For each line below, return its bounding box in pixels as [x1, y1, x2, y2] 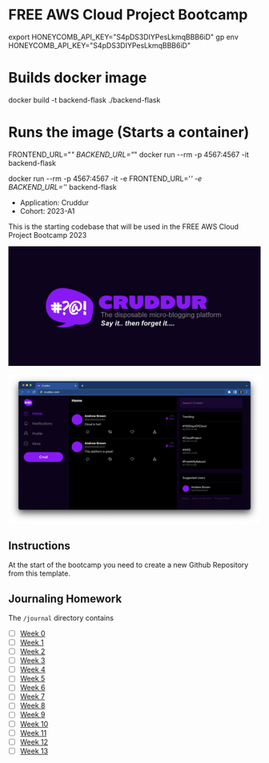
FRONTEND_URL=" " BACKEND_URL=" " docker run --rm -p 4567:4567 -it [8, 150, 250, 159]
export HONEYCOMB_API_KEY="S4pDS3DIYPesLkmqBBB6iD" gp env [8, 32, 239, 42]
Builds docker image [8, 69, 147, 87]
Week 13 [19, 746, 49, 756]
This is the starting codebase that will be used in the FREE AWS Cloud [8, 222, 239, 231]
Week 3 [19, 656, 46, 665]
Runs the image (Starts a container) [8, 123, 250, 142]
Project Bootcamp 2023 [8, 230, 87, 239]
